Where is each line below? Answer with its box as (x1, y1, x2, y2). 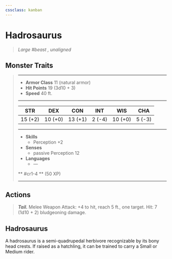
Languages (25, 155, 50, 161)
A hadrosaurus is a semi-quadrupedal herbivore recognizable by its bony (5, 238, 160, 244)
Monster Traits (5, 61, 54, 69)
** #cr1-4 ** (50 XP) (17, 171, 61, 177)
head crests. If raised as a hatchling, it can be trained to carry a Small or (5, 243, 157, 249)
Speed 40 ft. (25, 90, 53, 97)
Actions (5, 190, 31, 199)
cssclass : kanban (5, 7, 42, 13)
